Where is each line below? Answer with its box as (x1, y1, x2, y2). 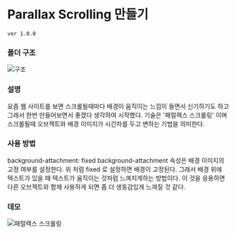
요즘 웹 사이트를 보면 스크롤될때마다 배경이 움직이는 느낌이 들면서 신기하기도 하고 (7, 101, 230, 110)
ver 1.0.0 (7, 30, 37, 37)
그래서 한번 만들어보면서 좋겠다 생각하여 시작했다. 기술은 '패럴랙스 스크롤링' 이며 (7, 111, 228, 119)
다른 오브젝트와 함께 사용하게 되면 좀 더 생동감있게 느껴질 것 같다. (7, 183, 186, 191)
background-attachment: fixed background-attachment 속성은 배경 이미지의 (7, 156, 225, 164)
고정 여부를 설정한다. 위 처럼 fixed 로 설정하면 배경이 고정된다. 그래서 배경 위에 (7, 165, 223, 173)
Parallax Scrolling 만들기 (7, 6, 149, 23)
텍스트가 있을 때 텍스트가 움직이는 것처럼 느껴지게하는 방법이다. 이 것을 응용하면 (7, 173, 225, 182)
